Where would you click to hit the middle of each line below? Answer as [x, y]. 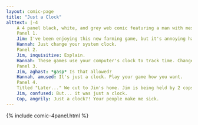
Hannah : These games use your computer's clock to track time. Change [105, 60]
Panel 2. [27, 50]
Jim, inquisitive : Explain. [51, 55]
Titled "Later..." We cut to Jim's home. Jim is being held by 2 [99, 88]
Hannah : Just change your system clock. [67, 45]
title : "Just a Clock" [34, 17]
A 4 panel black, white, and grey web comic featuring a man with [100, 28]
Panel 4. [27, 83]
